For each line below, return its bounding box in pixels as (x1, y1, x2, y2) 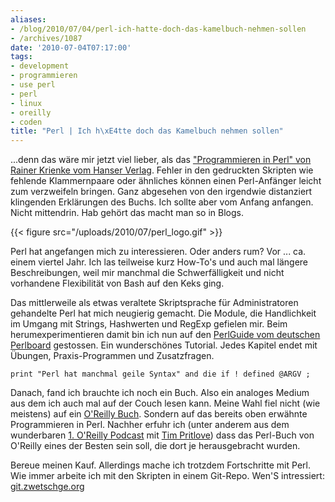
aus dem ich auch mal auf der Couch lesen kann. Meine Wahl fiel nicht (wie (10, 397, 321, 410)
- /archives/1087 (10, 33, 83, 43)
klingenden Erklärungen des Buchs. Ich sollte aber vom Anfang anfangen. (10, 196, 314, 208)
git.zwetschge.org (10, 481, 85, 493)
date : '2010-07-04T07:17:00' (10, 42, 132, 53)
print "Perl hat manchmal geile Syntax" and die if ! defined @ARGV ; (10, 369, 311, 380)
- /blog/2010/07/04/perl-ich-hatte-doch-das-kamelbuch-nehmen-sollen (10, 24, 307, 34)
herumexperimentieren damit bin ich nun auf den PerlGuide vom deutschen (10, 329, 321, 341)
